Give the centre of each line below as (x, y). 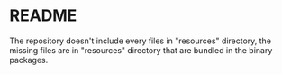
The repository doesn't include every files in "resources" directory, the (141, 41)
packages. (29, 60)
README (43, 16)
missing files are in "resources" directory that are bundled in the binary (141, 50)
